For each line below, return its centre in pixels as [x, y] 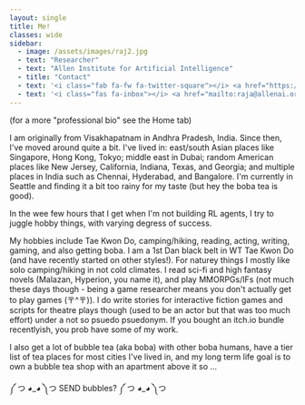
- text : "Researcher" [59, 60]
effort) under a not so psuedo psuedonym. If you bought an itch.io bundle [147, 319]
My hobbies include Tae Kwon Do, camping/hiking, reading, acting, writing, [150, 240]
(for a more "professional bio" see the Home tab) [101, 120]
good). [22, 196]
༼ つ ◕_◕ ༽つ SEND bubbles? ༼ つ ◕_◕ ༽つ [88, 388]
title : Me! [30, 26]
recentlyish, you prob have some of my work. [94, 329]
